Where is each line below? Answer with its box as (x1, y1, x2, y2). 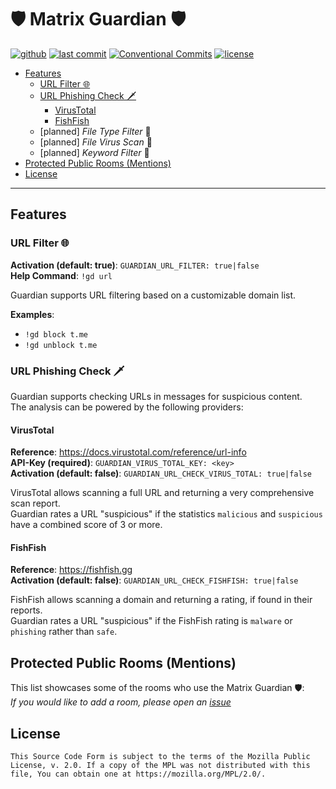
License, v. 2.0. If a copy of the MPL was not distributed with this (10, 760, 311, 770)
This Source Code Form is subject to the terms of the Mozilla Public (10, 751, 311, 761)
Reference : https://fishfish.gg (10, 564, 133, 576)
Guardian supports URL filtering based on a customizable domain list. (10, 289, 297, 301)
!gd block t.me (24, 329, 89, 340)
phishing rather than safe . (10, 626, 118, 638)
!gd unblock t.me (24, 340, 98, 350)
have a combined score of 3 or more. (10, 519, 163, 531)
